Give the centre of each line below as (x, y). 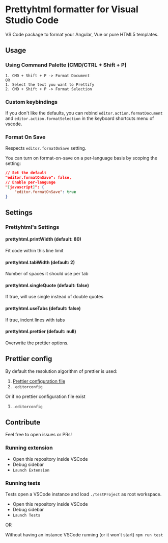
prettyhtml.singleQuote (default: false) (47, 285)
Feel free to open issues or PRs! (39, 435)
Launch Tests (26, 515)
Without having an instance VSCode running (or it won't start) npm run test (84, 535)
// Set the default (26, 173)
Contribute (23, 422)
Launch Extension (31, 470)
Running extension (29, 448)
